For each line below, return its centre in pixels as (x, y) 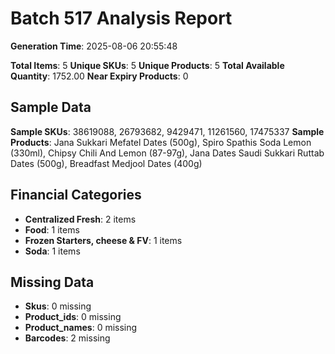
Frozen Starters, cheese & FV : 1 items (103, 240)
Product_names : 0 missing (81, 328)
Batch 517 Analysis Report (121, 18)
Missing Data (52, 282)
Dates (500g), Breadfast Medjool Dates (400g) (106, 163)
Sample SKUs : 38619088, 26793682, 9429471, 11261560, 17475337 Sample (167, 131)
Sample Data (51, 107)
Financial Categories (76, 195)
